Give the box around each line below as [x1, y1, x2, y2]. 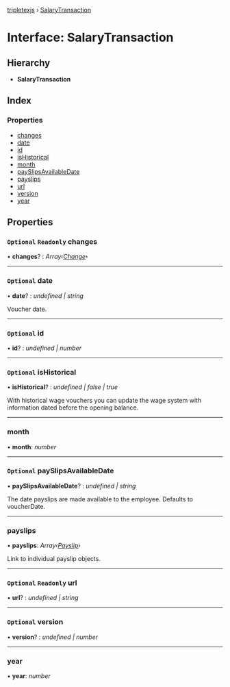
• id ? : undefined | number [7, 344, 82, 352]
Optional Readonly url [7, 578, 77, 588]
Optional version [7, 617, 64, 627]
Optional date [7, 276, 53, 286]
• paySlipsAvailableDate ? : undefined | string [7, 482, 136, 490]
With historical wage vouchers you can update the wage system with [7, 397, 202, 405]
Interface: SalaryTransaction [7, 30, 174, 45]
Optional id [7, 328, 44, 338]
